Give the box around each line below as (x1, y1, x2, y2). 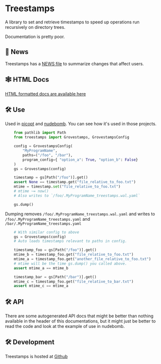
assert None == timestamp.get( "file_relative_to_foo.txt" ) (14, 180, 136, 185)
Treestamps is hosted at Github (5, 353, 68, 359)
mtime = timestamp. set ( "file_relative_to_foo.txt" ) (14, 184, 121, 189)
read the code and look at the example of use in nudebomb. (5, 324, 125, 329)
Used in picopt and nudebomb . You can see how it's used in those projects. (5, 121, 157, 127)
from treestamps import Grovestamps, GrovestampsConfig (14, 135, 130, 140)
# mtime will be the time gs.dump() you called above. (14, 261, 127, 266)
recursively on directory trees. (5, 24, 66, 30)
